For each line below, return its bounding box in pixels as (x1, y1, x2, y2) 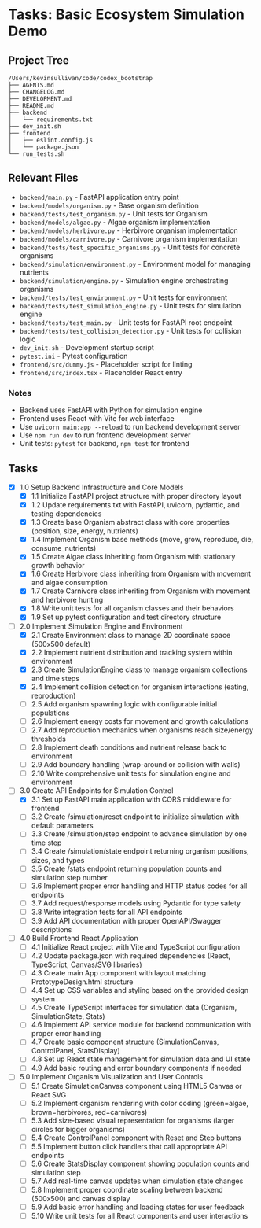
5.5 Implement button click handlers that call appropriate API (31, 1141, 228, 1151)
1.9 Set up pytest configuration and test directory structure (31, 612, 222, 622)
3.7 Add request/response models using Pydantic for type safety (31, 898, 241, 908)
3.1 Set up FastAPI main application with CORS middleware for (31, 795, 232, 804)
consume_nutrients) (31, 544, 97, 553)
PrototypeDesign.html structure (31, 977, 134, 986)
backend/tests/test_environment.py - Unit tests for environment (19, 293, 228, 302)
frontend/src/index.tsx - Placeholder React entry (19, 367, 182, 377)
